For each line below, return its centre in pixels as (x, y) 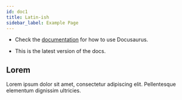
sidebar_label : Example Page (42, 23)
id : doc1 (17, 12)
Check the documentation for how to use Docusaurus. (81, 40)
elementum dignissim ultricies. (44, 90)
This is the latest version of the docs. (60, 51)
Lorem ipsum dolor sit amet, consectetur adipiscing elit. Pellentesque (91, 85)
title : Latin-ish (28, 17)
